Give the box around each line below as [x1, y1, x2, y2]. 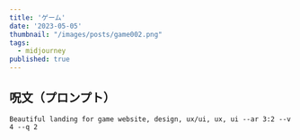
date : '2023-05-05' [9, 22, 83, 31]
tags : [9, 38, 30, 48]
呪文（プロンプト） [9, 91, 116, 106]
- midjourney [17, 47, 66, 56]
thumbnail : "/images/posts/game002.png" [9, 30, 163, 39]
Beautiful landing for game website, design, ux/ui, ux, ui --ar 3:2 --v [9, 114, 292, 124]
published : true [9, 55, 70, 64]
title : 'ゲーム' [9, 13, 66, 22]
